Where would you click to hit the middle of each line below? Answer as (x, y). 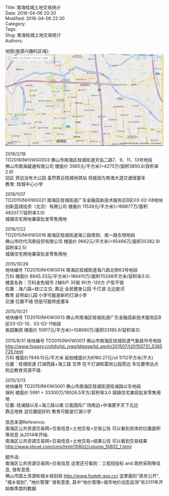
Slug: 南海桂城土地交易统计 (33, 35)
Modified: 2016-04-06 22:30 (35, 18)
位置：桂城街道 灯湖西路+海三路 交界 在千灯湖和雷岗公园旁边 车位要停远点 (82, 364)
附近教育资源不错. (24, 370)
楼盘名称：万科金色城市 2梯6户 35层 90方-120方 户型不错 (65, 283)
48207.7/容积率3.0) (25, 213)
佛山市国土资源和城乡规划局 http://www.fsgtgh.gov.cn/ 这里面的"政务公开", (82, 476)
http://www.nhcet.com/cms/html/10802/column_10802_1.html (68, 447)
